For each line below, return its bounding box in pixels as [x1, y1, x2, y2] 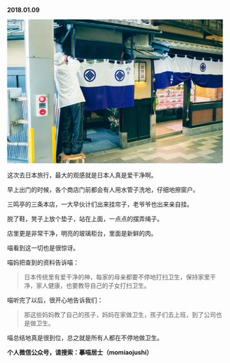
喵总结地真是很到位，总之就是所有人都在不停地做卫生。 [7, 334, 163, 342]
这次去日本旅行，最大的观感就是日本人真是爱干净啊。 [7, 171, 157, 179]
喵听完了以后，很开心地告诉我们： [7, 296, 103, 304]
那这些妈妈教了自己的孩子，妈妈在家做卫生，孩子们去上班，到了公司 [23, 310, 216, 318]
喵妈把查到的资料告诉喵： [7, 258, 79, 266]
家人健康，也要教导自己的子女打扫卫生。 [36, 281, 151, 290]
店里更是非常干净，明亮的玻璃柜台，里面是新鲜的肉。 [7, 229, 157, 237]
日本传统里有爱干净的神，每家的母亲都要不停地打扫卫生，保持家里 [23, 273, 210, 281]
